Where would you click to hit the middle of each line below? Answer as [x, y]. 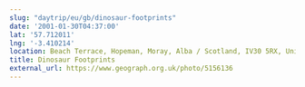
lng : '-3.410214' [42, 43]
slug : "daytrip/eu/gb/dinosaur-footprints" [93, 18]
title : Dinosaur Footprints [63, 60]
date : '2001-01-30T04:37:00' [64, 26]
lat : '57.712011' [42, 34]
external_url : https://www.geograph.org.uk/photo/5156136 [121, 69]
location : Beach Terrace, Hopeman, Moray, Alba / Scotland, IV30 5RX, [146, 52]
